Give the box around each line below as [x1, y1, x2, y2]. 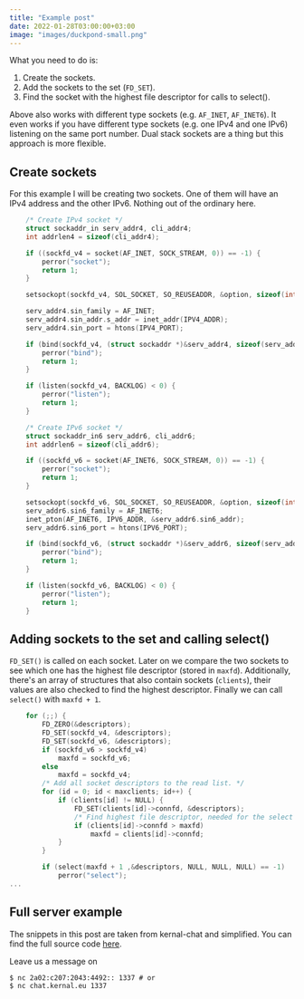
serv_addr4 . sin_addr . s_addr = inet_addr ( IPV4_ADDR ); [25, 315, 229, 324]
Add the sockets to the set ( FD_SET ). [22, 82, 156, 93]
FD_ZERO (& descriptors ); [42, 720, 131, 729]
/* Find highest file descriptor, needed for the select [73, 812, 294, 821]
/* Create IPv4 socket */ [25, 216, 124, 225]
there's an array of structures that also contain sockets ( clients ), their [9, 675, 271, 686]
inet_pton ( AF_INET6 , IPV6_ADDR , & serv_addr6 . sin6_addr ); [25, 514, 245, 524]
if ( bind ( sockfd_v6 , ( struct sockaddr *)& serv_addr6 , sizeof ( [25, 540, 265, 549]
